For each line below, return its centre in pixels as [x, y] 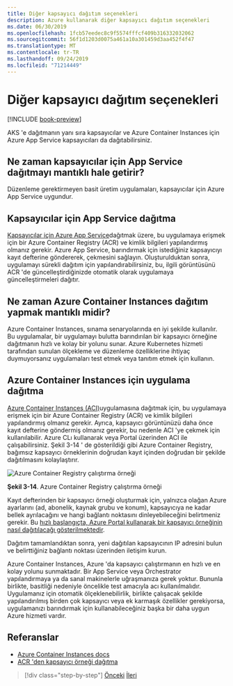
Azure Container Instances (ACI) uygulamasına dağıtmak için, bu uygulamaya [117, 408]
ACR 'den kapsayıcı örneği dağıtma [67, 662]
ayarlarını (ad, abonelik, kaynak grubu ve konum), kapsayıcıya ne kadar [109, 507]
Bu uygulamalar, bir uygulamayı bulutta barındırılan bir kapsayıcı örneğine [112, 336]
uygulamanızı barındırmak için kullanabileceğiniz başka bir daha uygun [109, 608]
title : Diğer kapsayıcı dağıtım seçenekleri [73, 14]
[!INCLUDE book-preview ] [45, 119]
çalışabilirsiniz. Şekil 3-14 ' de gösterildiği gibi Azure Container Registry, [110, 445]
